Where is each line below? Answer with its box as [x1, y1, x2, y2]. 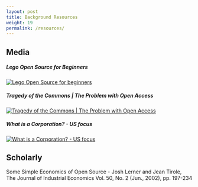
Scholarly [6, 152, 43, 163]
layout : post [6, 8, 38, 15]
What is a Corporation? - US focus [6, 121, 93, 128]
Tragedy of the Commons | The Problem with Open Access [6, 92, 154, 99]
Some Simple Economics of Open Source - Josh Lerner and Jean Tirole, [6, 168, 182, 175]
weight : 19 [6, 20, 33, 25]
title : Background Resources [6, 14, 78, 20]
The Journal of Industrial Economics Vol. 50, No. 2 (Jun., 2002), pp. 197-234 [6, 175, 193, 182]
